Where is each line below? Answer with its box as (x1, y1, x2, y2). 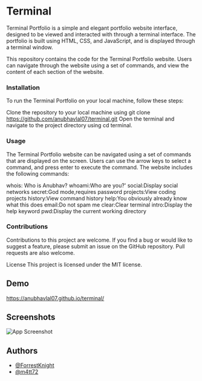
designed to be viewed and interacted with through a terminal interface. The (6, 30, 196, 38)
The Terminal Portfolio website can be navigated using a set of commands (6, 150, 192, 158)
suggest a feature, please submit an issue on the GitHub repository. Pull (6, 242, 185, 250)
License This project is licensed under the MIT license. (6, 260, 142, 268)
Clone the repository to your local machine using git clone (6, 109, 151, 116)
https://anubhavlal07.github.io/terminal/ (6, 294, 105, 302)
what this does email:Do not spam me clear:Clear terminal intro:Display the (6, 201, 192, 208)
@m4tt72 (15, 368, 39, 376)
